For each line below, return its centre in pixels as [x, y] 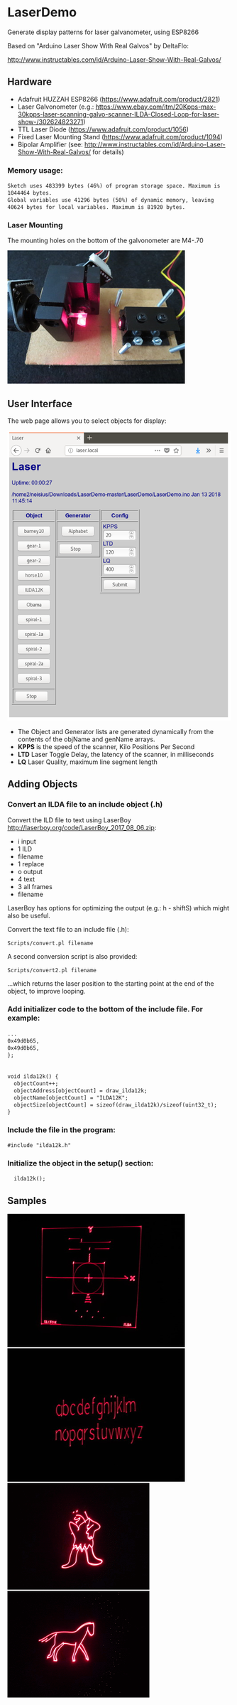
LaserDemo [42, 12]
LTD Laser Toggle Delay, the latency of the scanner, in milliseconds [116, 754]
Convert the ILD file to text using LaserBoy [69, 820]
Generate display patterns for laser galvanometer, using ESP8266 [103, 32]
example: [24, 1018]
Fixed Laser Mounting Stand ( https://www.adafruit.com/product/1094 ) [120, 136]
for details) [108, 152]
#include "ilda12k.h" [39, 1146]
